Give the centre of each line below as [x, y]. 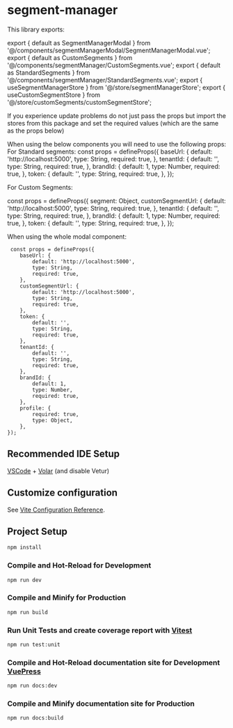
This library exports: [36, 29]
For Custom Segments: [40, 187]
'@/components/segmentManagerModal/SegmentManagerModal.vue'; [109, 50]
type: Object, [53, 420]
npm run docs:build [35, 718]
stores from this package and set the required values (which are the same [113, 123]
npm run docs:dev [32, 686]
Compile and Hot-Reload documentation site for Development [114, 662]
